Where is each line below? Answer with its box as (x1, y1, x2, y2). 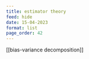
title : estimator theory (6, 8, 66, 15)
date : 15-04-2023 (6, 19, 48, 25)
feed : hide (6, 14, 33, 20)
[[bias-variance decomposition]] (6, 46, 84, 53)
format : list (6, 25, 38, 31)
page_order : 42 (6, 30, 43, 36)
